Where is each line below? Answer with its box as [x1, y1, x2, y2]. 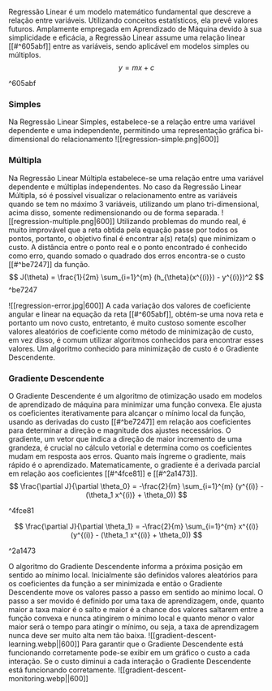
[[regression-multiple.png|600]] [8, 216, 115, 226]
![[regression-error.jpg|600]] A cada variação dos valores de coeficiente [8, 300, 251, 310]
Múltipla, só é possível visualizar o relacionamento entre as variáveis [8, 190, 238, 200]
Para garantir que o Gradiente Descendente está [80, 639, 244, 649]
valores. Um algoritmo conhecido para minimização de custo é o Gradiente [8, 343, 259, 353]
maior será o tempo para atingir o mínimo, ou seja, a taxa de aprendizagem [8, 621, 260, 632]
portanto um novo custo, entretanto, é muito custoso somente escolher [8, 317, 247, 327]
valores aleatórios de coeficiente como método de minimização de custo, [8, 326, 254, 336]
